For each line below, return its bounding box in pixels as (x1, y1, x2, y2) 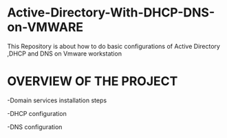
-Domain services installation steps (7, 96, 107, 104)
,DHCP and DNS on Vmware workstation (7, 49, 122, 58)
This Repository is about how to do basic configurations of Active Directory (7, 42, 220, 50)
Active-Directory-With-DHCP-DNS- (7, 5, 215, 21)
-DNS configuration (7, 122, 63, 131)
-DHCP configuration (7, 109, 67, 117)
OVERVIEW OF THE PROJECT (7, 73, 178, 89)
